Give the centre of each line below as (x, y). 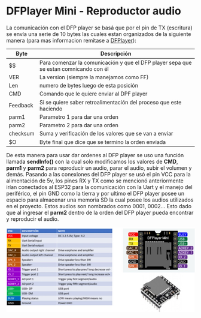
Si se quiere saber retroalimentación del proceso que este (111, 102)
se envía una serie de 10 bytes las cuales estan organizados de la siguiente (99, 34)
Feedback (21, 106)
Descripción (116, 54)
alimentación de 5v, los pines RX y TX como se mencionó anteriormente (95, 181)
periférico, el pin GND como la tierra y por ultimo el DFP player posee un (95, 194)
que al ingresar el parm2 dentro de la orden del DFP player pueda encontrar (100, 213)
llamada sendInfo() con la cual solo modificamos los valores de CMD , (92, 162)
